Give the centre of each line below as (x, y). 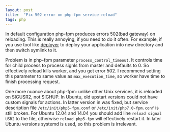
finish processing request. (33, 82)
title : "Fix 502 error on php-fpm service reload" (61, 15)
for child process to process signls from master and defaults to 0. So (77, 65)
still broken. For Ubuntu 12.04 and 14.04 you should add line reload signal (83, 113)
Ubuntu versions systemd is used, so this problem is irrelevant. (71, 124)
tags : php (16, 19)
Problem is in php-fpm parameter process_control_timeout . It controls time (84, 60)
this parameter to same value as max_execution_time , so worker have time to (85, 76)
